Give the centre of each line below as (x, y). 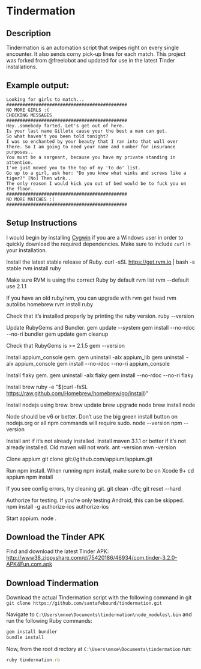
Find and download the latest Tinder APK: (58, 551)
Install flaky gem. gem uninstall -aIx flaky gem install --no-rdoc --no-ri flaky (100, 375)
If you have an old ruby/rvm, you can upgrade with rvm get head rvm (91, 298)
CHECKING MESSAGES (29, 115)
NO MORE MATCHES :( (31, 199)
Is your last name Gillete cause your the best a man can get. (87, 131)
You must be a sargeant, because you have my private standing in (91, 157)
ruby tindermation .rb (33, 660)
